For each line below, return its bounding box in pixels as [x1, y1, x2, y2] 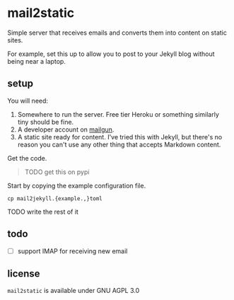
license [7, 267, 40, 280]
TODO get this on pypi [24, 168, 90, 176]
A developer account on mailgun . [17, 125, 115, 134]
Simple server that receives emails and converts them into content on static [7, 28, 228, 37]
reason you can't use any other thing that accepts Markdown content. [17, 140, 221, 149]
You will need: [7, 96, 48, 105]
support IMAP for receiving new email [17, 246, 128, 255]
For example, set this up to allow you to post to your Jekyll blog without [7, 50, 215, 58]
